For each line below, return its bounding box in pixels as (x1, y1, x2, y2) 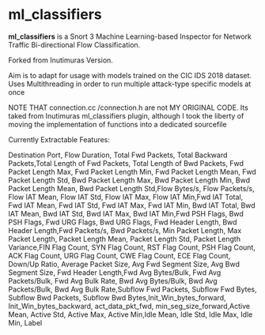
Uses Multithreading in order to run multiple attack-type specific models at (8, 79, 252, 88)
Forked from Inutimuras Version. (8, 55, 113, 65)
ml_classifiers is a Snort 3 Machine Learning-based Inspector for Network (8, 32, 252, 41)
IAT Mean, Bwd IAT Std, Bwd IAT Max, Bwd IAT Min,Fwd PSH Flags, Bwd (8, 209, 244, 218)
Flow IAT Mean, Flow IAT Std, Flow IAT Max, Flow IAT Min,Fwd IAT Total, (8, 192, 244, 201)
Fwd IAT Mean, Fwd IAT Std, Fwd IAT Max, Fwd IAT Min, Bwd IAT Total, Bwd (8, 200, 256, 210)
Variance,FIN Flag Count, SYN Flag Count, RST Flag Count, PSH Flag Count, (8, 243, 256, 252)
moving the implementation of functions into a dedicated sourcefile (8, 119, 227, 129)
